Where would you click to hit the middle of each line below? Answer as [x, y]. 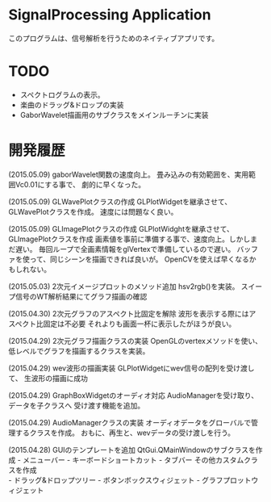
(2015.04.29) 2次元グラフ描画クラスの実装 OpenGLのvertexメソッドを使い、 [135, 341]
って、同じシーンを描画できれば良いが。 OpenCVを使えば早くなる [140, 259]
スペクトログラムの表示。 [62, 94]
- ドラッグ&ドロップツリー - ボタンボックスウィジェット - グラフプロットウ [133, 480]
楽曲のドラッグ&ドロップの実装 [72, 105]
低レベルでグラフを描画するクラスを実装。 [79, 351]
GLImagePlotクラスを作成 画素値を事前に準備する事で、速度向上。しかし [129, 239]
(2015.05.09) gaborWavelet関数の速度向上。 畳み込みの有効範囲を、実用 [129, 174]
